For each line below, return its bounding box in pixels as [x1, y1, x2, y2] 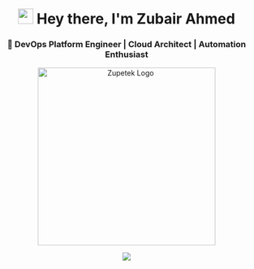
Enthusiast [105, 49, 149, 60]
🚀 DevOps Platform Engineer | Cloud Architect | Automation [6, 39, 247, 50]
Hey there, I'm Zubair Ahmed [36, 10, 235, 28]
